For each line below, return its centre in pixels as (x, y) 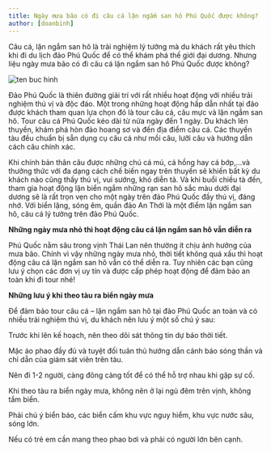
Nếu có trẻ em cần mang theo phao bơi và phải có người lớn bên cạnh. (126, 439)
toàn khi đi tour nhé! (42, 279)
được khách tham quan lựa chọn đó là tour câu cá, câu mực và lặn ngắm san (135, 112)
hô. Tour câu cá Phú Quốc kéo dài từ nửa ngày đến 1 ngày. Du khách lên (128, 120)
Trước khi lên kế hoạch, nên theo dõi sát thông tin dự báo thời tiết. (118, 335)
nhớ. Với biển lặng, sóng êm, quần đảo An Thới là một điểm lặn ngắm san (130, 205)
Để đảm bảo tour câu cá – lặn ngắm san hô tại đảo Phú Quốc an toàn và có (133, 310)
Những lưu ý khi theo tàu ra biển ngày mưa (81, 295)
